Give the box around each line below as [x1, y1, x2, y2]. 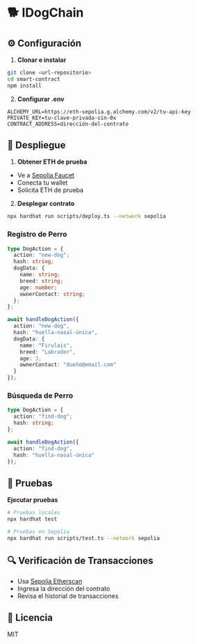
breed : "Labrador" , [19, 348, 76, 355]
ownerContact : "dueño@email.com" [19, 361, 117, 368]
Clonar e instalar [17, 56, 67, 64]
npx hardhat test [7, 516, 58, 523]
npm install [7, 82, 42, 89]
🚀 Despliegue [7, 139, 66, 151]
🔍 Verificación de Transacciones [7, 555, 154, 567]
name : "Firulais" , [19, 342, 73, 349]
